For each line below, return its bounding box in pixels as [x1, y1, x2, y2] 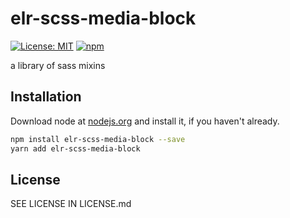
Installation [10, 88, 82, 106]
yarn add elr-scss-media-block [10, 143, 141, 154]
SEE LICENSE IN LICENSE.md [10, 198, 132, 210]
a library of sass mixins [10, 59, 106, 71]
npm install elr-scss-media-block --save [10, 134, 186, 144]
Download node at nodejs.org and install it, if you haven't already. [10, 115, 280, 127]
